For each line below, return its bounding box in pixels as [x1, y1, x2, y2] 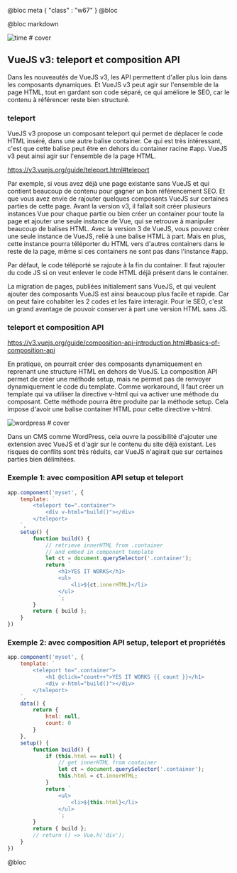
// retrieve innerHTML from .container [45, 542, 163, 549]
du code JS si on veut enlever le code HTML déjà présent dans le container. [7, 269, 229, 277]
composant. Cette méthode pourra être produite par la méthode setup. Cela [7, 397, 228, 406]
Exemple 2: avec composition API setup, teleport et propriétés [7, 638, 226, 647]
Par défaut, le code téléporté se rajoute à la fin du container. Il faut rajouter [7, 261, 226, 269]
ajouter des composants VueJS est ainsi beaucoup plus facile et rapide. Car [7, 290, 229, 299]
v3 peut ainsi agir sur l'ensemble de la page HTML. [7, 152, 156, 160]
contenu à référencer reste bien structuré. [7, 95, 130, 104]
